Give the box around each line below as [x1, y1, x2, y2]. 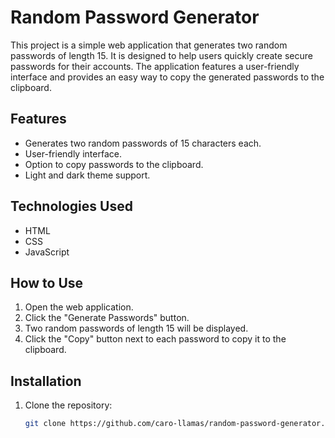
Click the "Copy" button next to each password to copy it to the [24, 333, 287, 345]
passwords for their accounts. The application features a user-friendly [10, 60, 300, 72]
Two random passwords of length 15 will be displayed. [24, 322, 249, 335]
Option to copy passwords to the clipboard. [24, 158, 204, 170]
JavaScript [24, 246, 70, 258]
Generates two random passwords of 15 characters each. [24, 137, 262, 149]
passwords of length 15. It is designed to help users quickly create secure [10, 49, 313, 61]
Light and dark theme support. [24, 169, 151, 181]
